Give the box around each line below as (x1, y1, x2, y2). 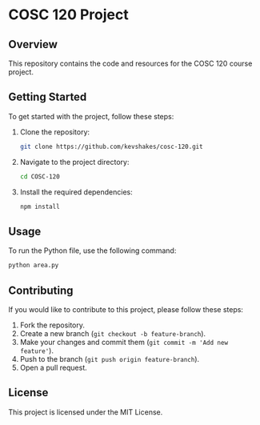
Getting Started (8, 90, 87, 104)
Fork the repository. (19, 320, 86, 330)
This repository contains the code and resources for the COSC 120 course (8, 58, 253, 68)
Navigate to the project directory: (19, 157, 130, 166)
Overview (8, 38, 58, 51)
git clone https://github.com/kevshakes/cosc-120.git (19, 142, 203, 150)
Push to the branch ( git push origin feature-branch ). (19, 354, 200, 363)
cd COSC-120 (19, 172, 60, 181)
